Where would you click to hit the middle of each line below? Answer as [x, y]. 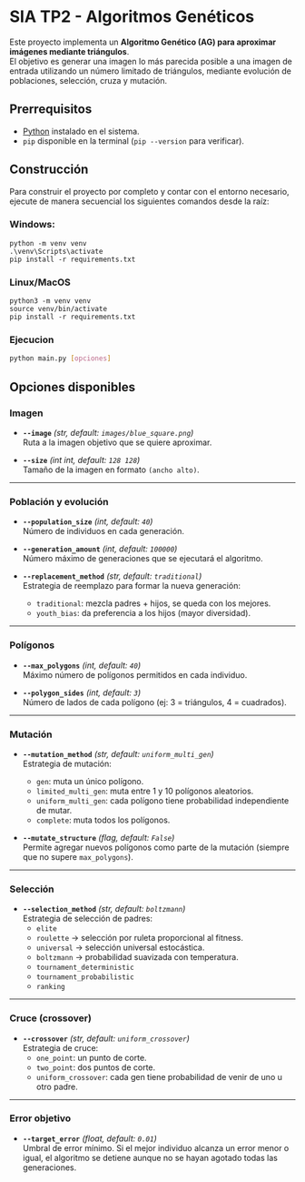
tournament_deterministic [85, 968]
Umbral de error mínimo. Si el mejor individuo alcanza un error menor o [156, 1147]
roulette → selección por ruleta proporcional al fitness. [139, 938]
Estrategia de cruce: [60, 1047]
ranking [50, 987]
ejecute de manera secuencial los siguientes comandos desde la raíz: [139, 201]
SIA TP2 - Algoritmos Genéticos [132, 17]
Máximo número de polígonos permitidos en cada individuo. [135, 674]
